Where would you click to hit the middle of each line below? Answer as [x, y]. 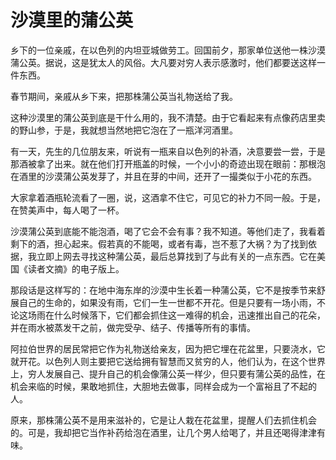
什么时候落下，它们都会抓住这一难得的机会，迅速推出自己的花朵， [189, 315]
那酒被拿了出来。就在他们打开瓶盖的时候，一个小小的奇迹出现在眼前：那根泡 [168, 163]
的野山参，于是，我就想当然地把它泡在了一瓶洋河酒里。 [124, 130]
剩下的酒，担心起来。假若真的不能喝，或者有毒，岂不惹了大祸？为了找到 [159, 243]
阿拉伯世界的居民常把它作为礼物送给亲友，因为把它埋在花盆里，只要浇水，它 [168, 348]
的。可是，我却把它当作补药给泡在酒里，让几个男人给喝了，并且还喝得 [155, 432]
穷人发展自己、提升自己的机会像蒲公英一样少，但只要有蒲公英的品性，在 [176, 373]
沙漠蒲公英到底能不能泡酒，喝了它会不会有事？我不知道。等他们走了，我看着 [168, 231]
